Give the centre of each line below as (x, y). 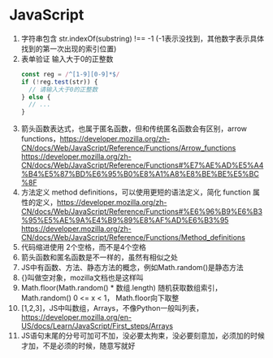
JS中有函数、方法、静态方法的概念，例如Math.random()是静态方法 (132, 268)
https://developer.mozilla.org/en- (76, 317)
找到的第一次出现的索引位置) (69, 48)
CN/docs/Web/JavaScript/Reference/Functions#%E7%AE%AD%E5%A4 (142, 165)
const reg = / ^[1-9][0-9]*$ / (70, 74)
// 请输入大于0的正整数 (63, 89)
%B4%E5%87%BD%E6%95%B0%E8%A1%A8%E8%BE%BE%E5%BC (140, 174)
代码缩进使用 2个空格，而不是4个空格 (84, 247)
